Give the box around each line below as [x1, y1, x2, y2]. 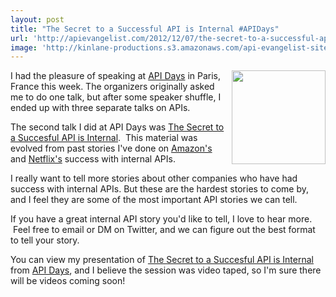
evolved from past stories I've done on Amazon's [10, 142, 213, 155]
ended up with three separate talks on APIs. [10, 102, 191, 114]
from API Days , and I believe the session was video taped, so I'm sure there [10, 264, 322, 276]
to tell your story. [10, 234, 80, 246]
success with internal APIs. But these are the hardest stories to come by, [10, 183, 309, 195]
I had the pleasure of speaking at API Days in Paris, [10, 70, 222, 82]
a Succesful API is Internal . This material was [10, 132, 198, 144]
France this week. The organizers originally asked [10, 81, 215, 93]
